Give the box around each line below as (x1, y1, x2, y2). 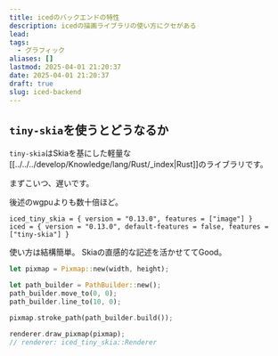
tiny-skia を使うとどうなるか (9, 122, 169, 138)
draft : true (9, 79, 53, 88)
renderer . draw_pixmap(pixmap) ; (9, 329, 126, 338)
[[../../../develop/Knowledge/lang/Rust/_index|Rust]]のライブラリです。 (9, 159, 269, 170)
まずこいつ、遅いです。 (9, 178, 94, 189)
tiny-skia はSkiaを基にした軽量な (9, 148, 132, 158)
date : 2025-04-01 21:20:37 (9, 71, 110, 80)
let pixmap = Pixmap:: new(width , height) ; (9, 264, 169, 274)
